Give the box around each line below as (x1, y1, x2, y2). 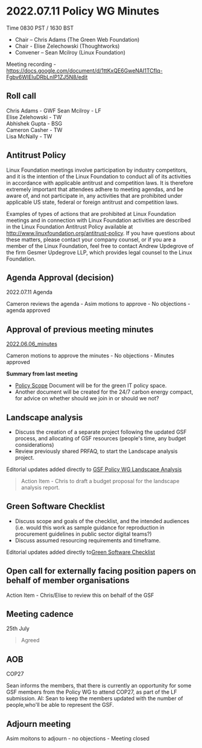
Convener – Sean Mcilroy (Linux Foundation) (14, 48, 125, 56)
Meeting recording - (6, 60, 56, 68)
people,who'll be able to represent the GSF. (6, 701, 115, 709)
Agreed (21, 637, 40, 644)
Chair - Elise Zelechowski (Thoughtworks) (14, 42, 120, 50)
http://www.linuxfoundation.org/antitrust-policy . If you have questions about (6, 229, 195, 236)
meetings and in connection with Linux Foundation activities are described (6, 216, 191, 224)
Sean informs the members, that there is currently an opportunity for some (6, 682, 192, 689)
